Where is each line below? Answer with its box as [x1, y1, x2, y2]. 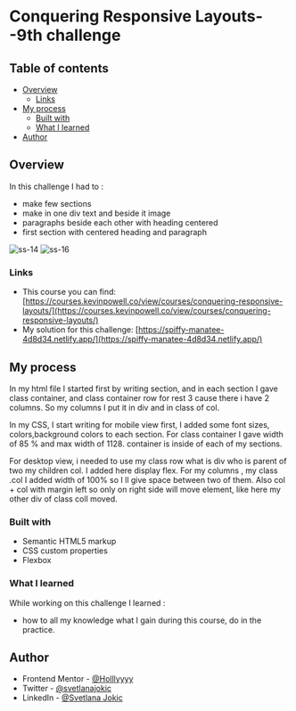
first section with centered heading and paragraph [21, 226, 208, 237]
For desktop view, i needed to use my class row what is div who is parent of [9, 455, 287, 466]
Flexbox [21, 555, 52, 566]
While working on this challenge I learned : [9, 597, 166, 608]
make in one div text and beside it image [21, 208, 171, 218]
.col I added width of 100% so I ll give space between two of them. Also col [9, 474, 285, 485]
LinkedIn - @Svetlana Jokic [21, 692, 123, 703]
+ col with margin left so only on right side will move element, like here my [9, 484, 281, 494]
